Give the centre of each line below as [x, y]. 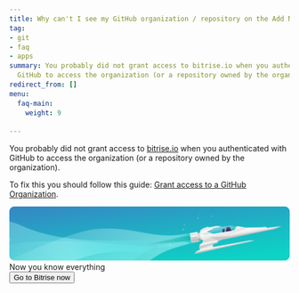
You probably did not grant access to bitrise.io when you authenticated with [148, 149]
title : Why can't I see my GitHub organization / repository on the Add [147, 19]
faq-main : [35, 103]
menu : [19, 94]
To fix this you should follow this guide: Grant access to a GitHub [128, 185]
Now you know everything [57, 266]
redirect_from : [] [43, 85]
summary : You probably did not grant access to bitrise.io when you [139, 66]
